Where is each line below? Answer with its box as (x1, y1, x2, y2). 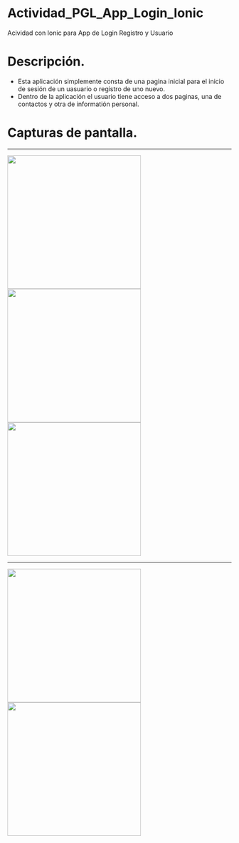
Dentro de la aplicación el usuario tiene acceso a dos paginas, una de (17, 92, 222, 100)
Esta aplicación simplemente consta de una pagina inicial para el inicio (17, 77, 225, 85)
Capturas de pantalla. (7, 125, 137, 141)
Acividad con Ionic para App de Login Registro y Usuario (7, 28, 174, 37)
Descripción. (7, 53, 85, 70)
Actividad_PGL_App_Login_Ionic (7, 5, 204, 21)
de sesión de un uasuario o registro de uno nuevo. (17, 84, 166, 93)
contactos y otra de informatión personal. (17, 100, 140, 108)
